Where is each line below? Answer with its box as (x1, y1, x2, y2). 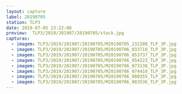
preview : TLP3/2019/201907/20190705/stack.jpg (6, 30, 125, 36)
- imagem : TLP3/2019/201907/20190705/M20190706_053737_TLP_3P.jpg (11, 52, 177, 58)
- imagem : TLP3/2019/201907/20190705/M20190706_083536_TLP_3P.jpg (11, 79, 177, 85)
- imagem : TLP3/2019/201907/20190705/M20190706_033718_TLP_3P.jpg (11, 47, 177, 53)
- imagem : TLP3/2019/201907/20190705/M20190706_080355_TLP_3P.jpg (11, 74, 177, 79)
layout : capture (6, 8, 46, 15)
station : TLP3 (6, 19, 41, 25)
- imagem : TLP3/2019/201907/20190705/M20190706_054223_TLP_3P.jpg (11, 57, 177, 63)
